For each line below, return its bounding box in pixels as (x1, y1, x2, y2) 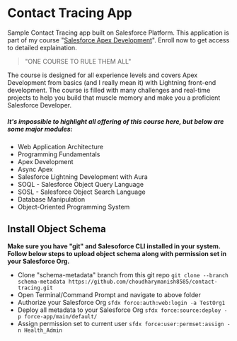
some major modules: (7, 125, 73, 133)
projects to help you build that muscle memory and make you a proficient (7, 93, 221, 102)
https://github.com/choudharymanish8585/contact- (68, 278, 218, 285)
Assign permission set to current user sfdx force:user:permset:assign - (17, 319, 231, 328)
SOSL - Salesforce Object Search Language (17, 187, 146, 196)
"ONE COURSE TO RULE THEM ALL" (24, 57, 132, 65)
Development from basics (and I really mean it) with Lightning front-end (7, 78, 216, 86)
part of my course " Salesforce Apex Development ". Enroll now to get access (7, 35, 230, 44)
